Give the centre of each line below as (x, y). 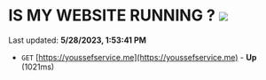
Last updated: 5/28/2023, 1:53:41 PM (78, 40)
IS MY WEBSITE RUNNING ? (112, 16)
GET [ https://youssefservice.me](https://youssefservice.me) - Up (139, 57)
